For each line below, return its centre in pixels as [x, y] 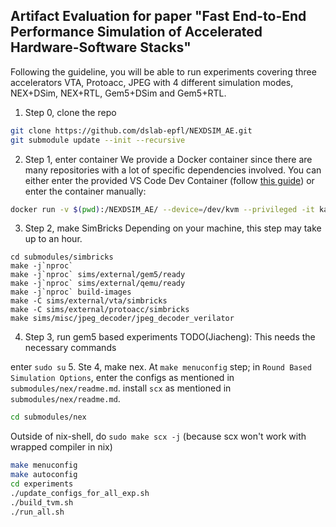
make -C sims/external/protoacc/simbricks [100, 310]
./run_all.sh [37, 512]
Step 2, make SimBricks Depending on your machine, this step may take [173, 228]
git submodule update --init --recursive [98, 140]
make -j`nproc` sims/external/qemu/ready [98, 284]
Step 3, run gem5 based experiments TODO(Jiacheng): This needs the [170, 337]
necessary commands [70, 348]
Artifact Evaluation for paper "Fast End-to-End [158, 16]
